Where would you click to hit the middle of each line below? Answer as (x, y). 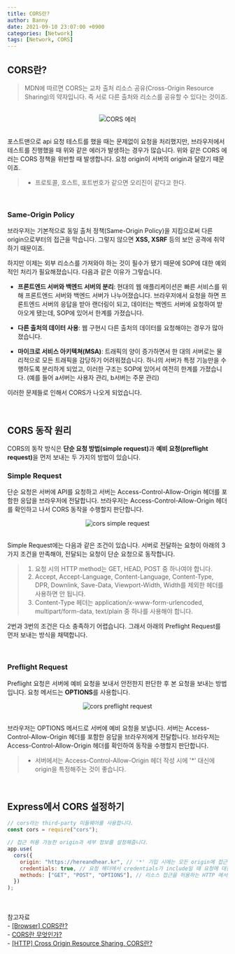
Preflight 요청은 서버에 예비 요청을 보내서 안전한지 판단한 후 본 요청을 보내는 (111, 683)
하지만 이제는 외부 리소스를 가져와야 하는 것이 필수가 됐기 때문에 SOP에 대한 (111, 263)
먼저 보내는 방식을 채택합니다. (48, 635)
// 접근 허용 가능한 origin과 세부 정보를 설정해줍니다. (78, 843)
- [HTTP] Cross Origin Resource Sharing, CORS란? (80, 944)
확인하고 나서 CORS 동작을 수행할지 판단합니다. (79, 510)
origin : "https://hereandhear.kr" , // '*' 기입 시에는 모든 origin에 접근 (124, 862)
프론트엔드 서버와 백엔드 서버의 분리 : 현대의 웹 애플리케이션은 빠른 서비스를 (119, 287)
